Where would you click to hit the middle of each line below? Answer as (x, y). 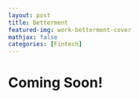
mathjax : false (33, 37)
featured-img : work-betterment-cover (70, 30)
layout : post (29, 15)
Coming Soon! (56, 83)
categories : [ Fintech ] (45, 44)
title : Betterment (38, 23)
